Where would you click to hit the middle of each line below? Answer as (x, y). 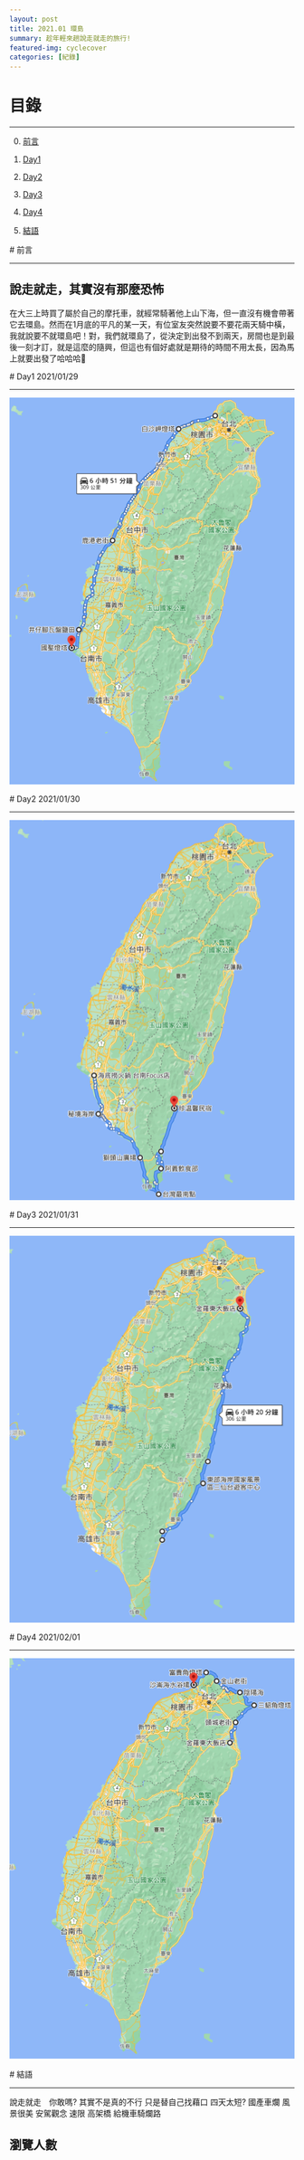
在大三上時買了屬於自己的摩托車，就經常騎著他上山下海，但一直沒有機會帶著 (152, 313)
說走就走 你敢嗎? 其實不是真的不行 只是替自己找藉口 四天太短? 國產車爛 (145, 2102)
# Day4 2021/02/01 (45, 1637)
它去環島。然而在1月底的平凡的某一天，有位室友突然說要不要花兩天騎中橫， (150, 324)
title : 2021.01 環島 (47, 29)
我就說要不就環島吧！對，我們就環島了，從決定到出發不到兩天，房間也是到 (148, 336)
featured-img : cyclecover (58, 48)
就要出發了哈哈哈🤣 (52, 358)
